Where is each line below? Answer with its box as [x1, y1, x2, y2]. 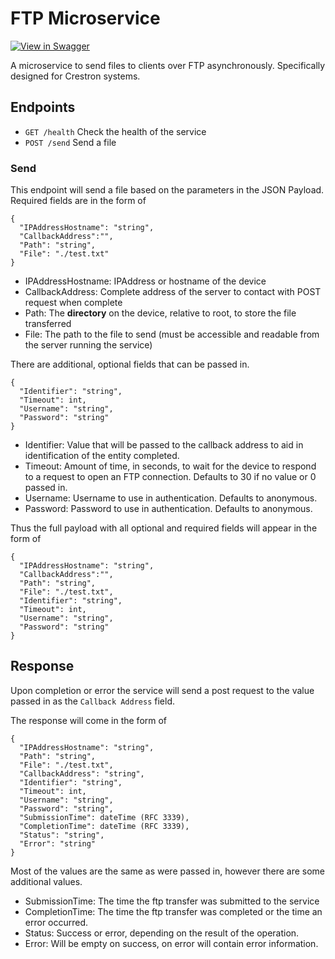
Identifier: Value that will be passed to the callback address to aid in [24, 439, 304, 451]
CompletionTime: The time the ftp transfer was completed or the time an [24, 905, 323, 917]
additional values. [10, 875, 83, 887]
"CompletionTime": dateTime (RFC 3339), [19, 821, 190, 831]
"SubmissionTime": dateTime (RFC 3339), [19, 812, 190, 822]
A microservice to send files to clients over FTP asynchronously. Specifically [10, 59, 326, 71]
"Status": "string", [19, 830, 105, 840]
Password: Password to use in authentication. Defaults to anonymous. [24, 503, 313, 515]
